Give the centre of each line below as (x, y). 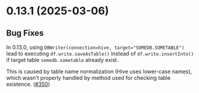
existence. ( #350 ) (28, 84)
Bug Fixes (25, 33)
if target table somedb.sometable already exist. (63, 60)
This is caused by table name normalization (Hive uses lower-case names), (99, 72)
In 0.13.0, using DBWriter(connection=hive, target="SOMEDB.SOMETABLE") (95, 47)
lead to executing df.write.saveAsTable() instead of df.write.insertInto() (100, 54)
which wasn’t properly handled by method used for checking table (88, 78)
